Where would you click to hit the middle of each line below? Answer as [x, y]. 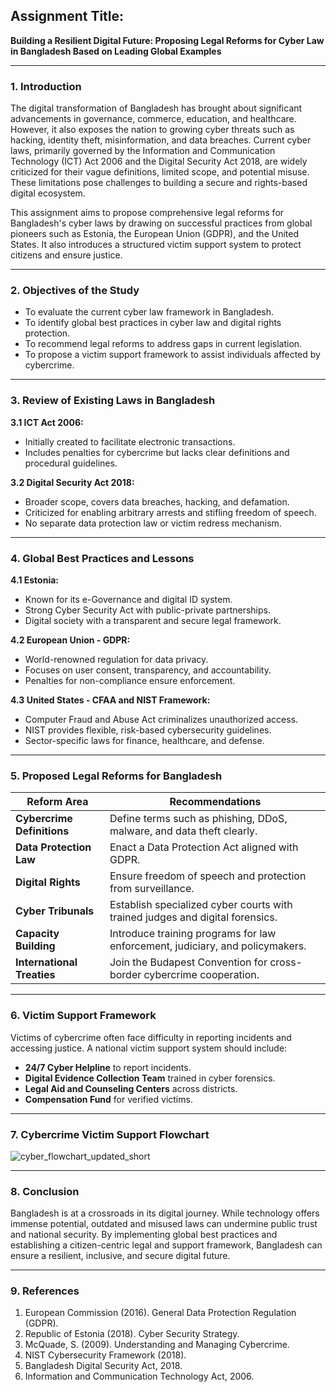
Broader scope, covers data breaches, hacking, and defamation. [157, 501]
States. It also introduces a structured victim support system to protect [156, 245]
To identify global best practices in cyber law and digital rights [153, 323]
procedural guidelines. [71, 463]
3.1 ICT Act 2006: [47, 422]
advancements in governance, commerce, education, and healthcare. [153, 119]
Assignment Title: [67, 16]
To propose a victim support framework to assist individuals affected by [172, 355]
